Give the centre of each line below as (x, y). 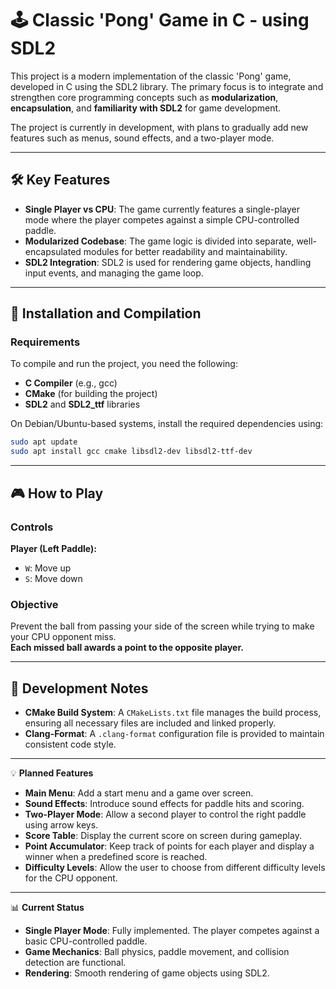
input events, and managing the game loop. (114, 273)
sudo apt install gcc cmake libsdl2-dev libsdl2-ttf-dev (131, 452)
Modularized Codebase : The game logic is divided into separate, (159, 241)
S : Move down (53, 578)
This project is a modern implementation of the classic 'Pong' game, (151, 76)
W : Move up (48, 568)
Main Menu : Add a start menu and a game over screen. (139, 793)
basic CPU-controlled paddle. (86, 941)
